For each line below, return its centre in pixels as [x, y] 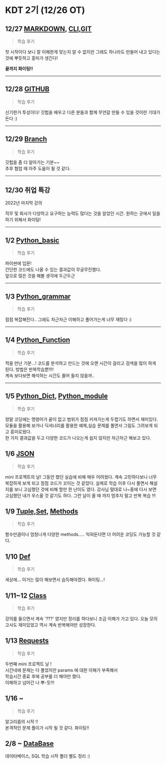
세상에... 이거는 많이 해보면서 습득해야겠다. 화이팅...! [55, 580]
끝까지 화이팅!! [19, 68]
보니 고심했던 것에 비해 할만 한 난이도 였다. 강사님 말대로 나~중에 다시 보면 [85, 489]
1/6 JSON [20, 454]
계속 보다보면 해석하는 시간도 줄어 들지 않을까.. [50, 376]
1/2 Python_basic [32, 240]
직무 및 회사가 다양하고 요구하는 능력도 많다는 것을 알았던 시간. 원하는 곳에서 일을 [83, 213]
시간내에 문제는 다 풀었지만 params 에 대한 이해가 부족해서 [62, 670]
